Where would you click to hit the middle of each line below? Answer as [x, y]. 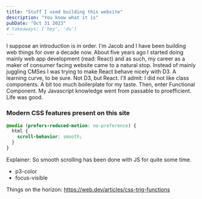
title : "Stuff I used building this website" [64, 12]
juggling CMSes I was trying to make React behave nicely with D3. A [91, 72]
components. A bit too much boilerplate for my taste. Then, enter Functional [101, 85]
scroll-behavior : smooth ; [50, 137]
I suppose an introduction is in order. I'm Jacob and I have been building [96, 46]
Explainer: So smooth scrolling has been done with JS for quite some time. [99, 159]
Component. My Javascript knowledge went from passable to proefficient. [99, 91]
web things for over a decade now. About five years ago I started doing [95, 53]
